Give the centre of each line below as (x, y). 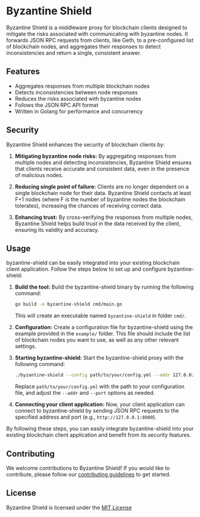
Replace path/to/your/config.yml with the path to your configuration (100, 386)
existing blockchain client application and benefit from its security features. (99, 435)
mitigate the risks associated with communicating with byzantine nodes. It (97, 33)
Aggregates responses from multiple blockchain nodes (82, 86)
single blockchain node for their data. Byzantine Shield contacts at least (103, 193)
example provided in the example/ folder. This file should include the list (103, 334)
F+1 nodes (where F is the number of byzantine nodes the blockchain (100, 199)
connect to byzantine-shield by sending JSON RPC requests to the (97, 411)
